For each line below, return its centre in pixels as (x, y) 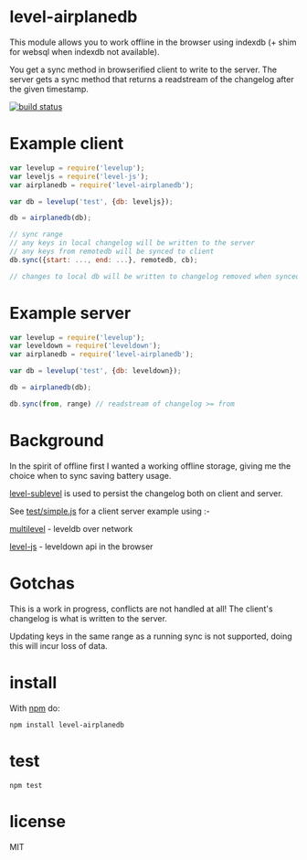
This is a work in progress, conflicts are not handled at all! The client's (141, 609)
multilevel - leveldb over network (71, 528)
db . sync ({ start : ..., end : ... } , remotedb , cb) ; (104, 260)
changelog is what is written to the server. (88, 618)
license (38, 821)
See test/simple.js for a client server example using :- (110, 511)
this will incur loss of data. (58, 645)
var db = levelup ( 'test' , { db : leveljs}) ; (91, 202)
